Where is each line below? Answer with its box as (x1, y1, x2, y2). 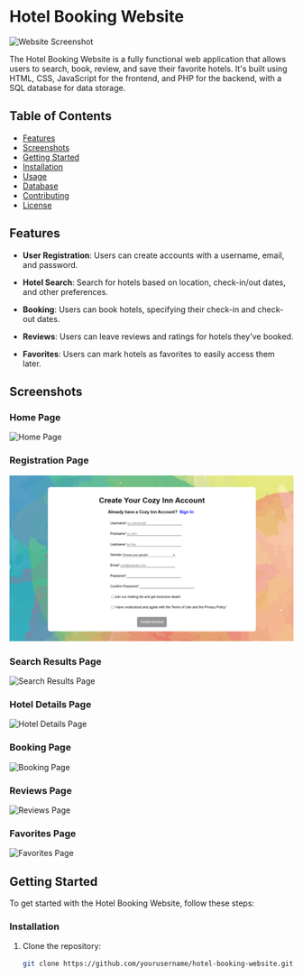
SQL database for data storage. (9, 82, 126, 93)
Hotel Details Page (9, 698, 92, 711)
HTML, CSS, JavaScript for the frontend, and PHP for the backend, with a (9, 72, 282, 83)
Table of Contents (9, 108, 113, 124)
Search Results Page (9, 655, 102, 668)
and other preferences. (22, 286, 108, 297)
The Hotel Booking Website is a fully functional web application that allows (9, 53, 287, 64)
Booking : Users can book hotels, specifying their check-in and (22, 304, 256, 315)
